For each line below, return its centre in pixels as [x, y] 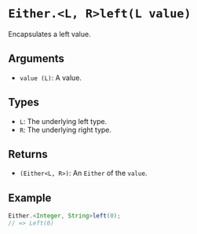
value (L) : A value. [51, 78]
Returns [28, 154]
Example [30, 197]
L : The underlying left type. [63, 121]
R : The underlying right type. [66, 130]
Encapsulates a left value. [50, 34]
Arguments [36, 58]
